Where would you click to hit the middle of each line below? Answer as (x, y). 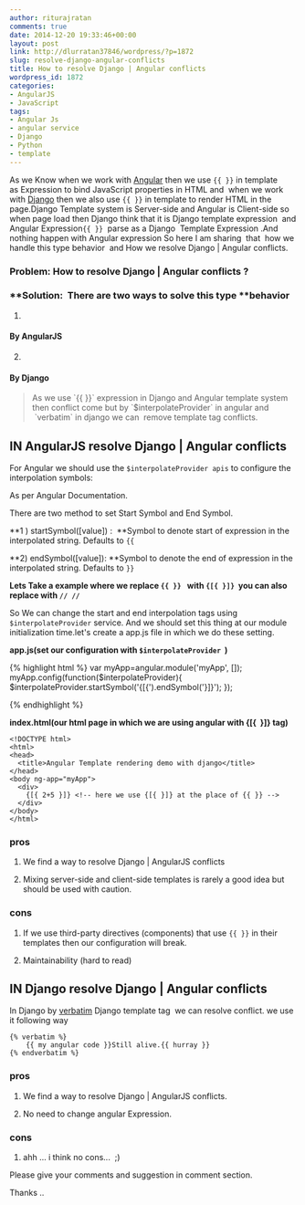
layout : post (34, 43)
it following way (39, 1021)
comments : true (38, 26)
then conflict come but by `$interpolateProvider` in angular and (150, 408)
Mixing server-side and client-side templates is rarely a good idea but (153, 880)
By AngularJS (36, 336)
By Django (30, 377)
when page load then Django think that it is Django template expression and (153, 218)
